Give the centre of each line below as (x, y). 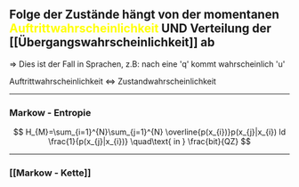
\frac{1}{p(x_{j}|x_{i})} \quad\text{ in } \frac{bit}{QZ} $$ (149, 142)
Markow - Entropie (50, 112)
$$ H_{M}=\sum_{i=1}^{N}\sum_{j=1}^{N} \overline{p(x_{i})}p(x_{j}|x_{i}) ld (149, 132)
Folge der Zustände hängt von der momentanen (144, 15)
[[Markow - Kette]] (50, 173)
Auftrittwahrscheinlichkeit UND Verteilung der (140, 29)
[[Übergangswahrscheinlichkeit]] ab (112, 42)
